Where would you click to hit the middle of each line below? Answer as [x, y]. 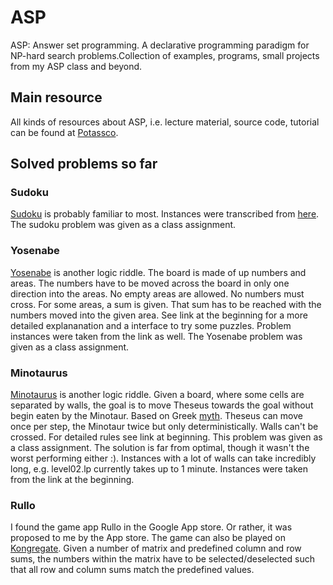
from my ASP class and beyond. [76, 66]
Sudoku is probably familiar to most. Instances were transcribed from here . [165, 214]
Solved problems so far [84, 164]
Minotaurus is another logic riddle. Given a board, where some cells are [157, 395]
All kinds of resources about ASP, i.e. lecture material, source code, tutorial [165, 122]
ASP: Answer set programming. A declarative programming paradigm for [160, 45]
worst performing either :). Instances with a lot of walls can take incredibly [163, 458]
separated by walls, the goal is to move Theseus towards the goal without [162, 405]
